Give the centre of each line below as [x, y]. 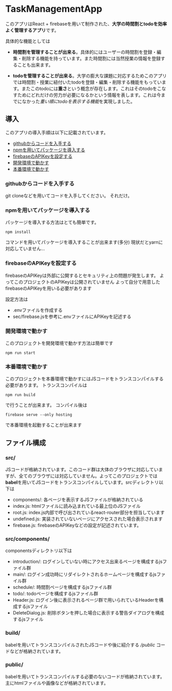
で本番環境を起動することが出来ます [44, 425]
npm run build [21, 395]
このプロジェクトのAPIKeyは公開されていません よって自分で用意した [87, 282]
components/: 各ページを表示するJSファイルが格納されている [78, 499]
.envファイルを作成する [37, 310]
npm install [18, 232]
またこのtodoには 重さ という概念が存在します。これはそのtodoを [89, 88]
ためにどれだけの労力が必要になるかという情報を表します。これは [87, 95]
